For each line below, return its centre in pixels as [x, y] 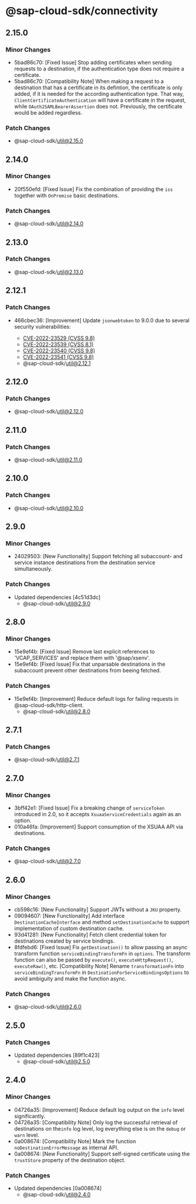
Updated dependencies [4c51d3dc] [57, 597]
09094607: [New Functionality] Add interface [69, 915]
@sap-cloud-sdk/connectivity [82, 11]
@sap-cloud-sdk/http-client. [49, 705]
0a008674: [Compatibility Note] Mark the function [75, 1141]
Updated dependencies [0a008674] [58, 1188]
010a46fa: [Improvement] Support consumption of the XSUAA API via [99, 827]
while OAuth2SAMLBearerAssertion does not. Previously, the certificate [98, 106]
